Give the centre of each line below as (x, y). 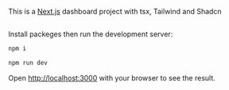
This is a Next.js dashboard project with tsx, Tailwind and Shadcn (115, 11)
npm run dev (28, 63)
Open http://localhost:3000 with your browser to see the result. (112, 78)
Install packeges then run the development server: (91, 34)
